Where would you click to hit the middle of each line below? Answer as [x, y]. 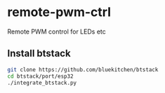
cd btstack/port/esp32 [40, 76]
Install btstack [39, 53]
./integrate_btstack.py [42, 83]
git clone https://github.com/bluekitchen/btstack [83, 70]
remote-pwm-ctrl [59, 12]
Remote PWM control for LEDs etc [57, 31]
